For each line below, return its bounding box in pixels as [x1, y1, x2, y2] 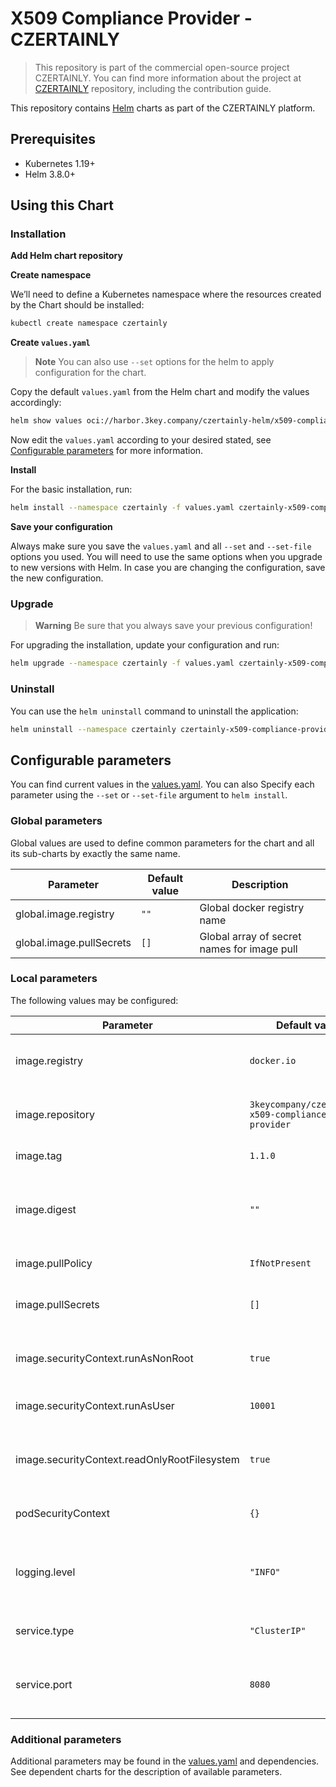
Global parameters [10, 814, 103, 828]
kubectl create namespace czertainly [10, 318, 168, 329]
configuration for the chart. [34, 367, 147, 379]
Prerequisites [10, 131, 96, 148]
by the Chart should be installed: [10, 299, 145, 311]
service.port [15, 1677, 73, 1691]
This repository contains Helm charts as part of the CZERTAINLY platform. [10, 102, 316, 114]
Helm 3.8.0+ [24, 168, 77, 180]
